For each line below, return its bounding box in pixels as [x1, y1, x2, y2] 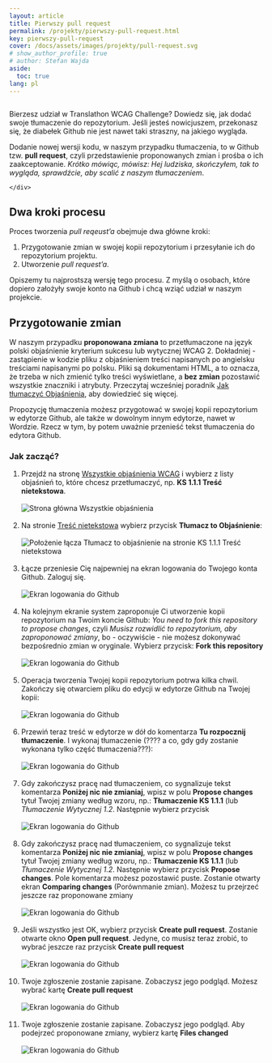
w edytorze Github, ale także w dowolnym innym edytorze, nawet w [9, 414, 236, 423]
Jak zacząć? [9, 451, 60, 462]
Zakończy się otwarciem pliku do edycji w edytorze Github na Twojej [20, 684, 250, 694]
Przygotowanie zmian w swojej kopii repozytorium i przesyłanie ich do [20, 242, 256, 252]
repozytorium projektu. [20, 251, 98, 261]
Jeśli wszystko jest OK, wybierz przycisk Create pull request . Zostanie [20, 925, 258, 935]
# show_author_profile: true [9, 49, 108, 57]
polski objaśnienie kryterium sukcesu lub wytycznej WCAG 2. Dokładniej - [9, 346, 256, 356]
